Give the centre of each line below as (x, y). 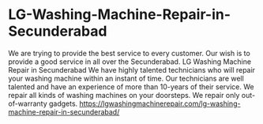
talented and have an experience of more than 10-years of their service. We (131, 86)
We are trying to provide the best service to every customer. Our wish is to (129, 53)
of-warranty (28, 103)
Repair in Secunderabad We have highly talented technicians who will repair (131, 70)
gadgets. (63, 103)
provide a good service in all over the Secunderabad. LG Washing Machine (130, 62)
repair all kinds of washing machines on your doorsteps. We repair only (124, 95)
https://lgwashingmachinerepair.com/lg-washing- (160, 103)
